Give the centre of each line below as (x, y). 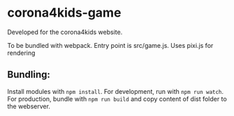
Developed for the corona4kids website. (65, 32)
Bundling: (29, 75)
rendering (21, 53)
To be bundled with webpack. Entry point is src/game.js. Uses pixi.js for (110, 45)
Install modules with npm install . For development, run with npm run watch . (116, 91)
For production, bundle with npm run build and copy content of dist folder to (117, 99)
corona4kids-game (64, 13)
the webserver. (29, 106)
